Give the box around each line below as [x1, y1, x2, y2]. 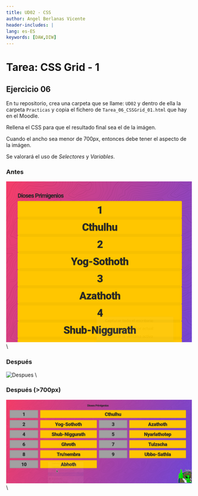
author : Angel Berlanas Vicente [6, 15, 85, 22]
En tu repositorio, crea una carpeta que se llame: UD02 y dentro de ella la [6, 100, 181, 107]
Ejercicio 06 [6, 84, 51, 94]
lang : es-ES [6, 28, 35, 34]
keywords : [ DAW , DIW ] [6, 34, 57, 41]
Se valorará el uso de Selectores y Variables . [6, 153, 115, 160]
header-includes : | [6, 22, 54, 28]
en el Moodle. [6, 112, 39, 119]
